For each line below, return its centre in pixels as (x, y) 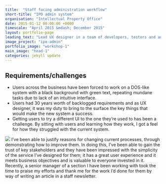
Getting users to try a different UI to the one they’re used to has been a (84, 119)
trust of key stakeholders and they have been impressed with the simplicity (82, 150)
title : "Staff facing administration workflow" (56, 10)
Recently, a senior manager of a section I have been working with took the (81, 166)
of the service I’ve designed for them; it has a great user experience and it (81, 155)
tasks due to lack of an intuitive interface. (54, 98)
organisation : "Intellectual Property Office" (54, 19)
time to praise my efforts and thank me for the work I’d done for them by (79, 171)
